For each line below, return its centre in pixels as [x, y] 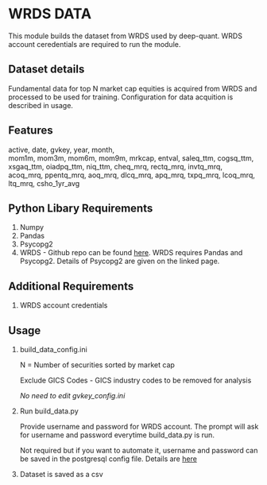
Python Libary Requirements [81, 208]
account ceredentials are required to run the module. [95, 44]
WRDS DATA [50, 14]
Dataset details [46, 70]
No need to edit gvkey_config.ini [72, 396]
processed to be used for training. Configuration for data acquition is [121, 97]
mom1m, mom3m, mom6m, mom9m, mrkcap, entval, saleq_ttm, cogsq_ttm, [131, 158]
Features [31, 131]
